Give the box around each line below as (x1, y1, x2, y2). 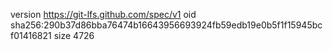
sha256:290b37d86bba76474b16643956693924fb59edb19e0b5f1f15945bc (10, 19, 323, 31)
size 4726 (53, 30, 95, 41)
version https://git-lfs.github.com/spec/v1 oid (10, 9, 197, 20)
